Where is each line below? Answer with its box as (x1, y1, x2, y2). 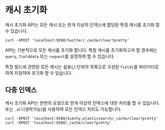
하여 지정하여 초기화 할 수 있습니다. (5, 70, 73, 76)
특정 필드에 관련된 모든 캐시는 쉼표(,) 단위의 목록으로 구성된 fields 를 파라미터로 (5, 64, 159, 70)
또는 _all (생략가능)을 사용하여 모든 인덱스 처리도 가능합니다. (5, 106, 122, 112)
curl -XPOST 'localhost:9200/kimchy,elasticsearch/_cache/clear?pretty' (5, 116, 159, 121)
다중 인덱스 (5, 86, 37, 94)
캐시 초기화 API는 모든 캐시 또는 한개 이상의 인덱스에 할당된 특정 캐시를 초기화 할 (5, 22, 160, 28)
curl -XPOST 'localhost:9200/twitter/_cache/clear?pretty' (5, 38, 130, 43)
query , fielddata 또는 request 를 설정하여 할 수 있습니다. (5, 53, 115, 59)
